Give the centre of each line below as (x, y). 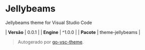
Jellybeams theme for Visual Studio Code (49, 22)
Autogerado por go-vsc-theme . (51, 42)
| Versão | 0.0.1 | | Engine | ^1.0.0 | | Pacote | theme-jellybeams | (73, 32)
